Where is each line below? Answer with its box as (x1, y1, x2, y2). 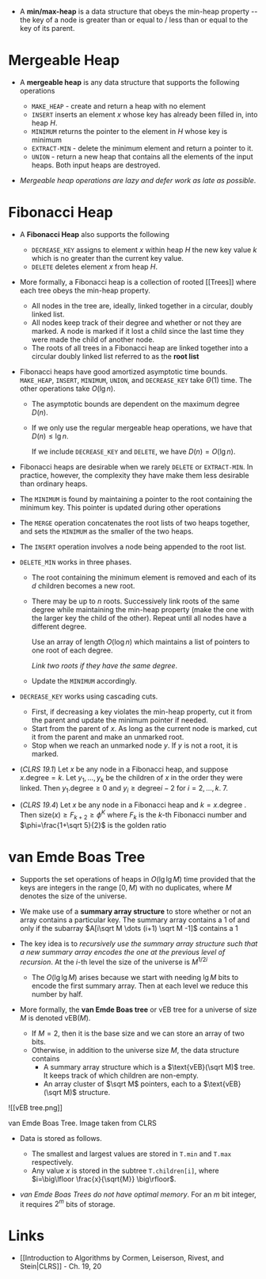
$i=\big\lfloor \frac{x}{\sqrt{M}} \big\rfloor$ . (31, 1174, 177, 1184)
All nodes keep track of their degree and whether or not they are (31, 317, 242, 327)
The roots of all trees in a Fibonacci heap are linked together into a (31, 343, 249, 352)
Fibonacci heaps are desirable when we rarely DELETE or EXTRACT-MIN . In (19, 461, 253, 471)
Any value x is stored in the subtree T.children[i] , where (31, 1166, 219, 1175)
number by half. (31, 989, 83, 998)
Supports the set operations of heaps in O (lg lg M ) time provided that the (19, 874, 256, 883)
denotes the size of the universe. (19, 891, 127, 901)
